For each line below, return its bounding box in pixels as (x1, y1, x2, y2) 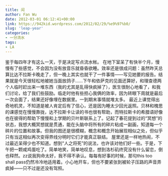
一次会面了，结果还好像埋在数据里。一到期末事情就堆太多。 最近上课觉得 (5, 96, 155, 102)
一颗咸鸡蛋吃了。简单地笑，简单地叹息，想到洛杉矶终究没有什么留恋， (13, 146, 158, 152)
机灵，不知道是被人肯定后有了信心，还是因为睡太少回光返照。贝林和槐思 (13, 102, 163, 108)
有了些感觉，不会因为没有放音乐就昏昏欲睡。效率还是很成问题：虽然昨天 (9, 65, 158, 71)
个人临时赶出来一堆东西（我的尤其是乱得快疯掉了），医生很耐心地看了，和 (5, 83, 156, 90)
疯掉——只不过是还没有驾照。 (5, 165, 66, 171)
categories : (5, 30, 30, 35)
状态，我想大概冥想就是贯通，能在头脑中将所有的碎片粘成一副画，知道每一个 (5, 121, 163, 127)
